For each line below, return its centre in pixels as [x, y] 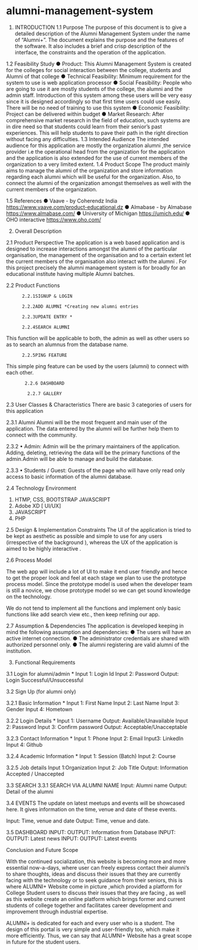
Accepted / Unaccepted [35, 774]
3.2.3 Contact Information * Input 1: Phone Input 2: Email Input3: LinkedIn [95, 738]
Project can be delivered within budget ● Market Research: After [85, 114]
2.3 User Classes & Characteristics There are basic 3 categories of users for [99, 404]
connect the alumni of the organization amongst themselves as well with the [99, 183]
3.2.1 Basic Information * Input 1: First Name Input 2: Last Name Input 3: [93, 703]
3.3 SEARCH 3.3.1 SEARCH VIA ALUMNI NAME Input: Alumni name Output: [97, 785]
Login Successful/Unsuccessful [45, 680]
